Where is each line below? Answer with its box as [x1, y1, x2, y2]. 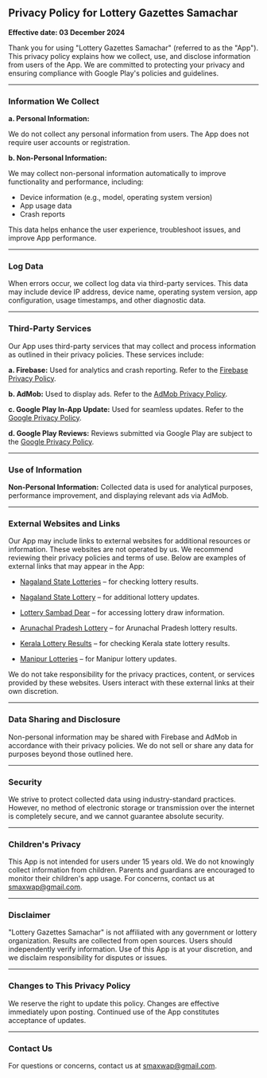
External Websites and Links [8, 518, 121, 529]
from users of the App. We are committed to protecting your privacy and [8, 60, 245, 69]
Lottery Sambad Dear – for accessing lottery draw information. [19, 608, 225, 617]
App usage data [19, 201, 72, 210]
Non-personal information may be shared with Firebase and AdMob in [8, 732, 238, 742]
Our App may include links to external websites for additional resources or [8, 536, 251, 546]
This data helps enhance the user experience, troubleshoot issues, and [8, 225, 241, 234]
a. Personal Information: [8, 114, 90, 123]
